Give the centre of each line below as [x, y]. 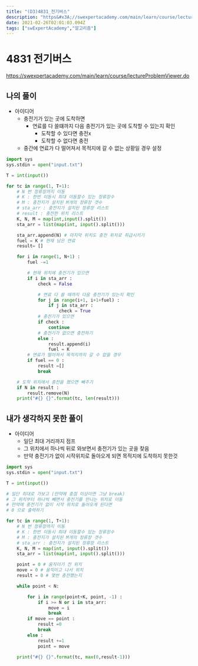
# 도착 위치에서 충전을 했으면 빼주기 [55, 382]
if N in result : [38, 387]
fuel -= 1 [38, 262]
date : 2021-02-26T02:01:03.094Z [46, 22]
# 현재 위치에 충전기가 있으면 [58, 273]
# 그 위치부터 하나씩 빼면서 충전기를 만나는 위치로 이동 [65, 500]
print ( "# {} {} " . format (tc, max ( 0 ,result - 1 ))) [74, 657]
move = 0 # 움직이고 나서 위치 [50, 570]
